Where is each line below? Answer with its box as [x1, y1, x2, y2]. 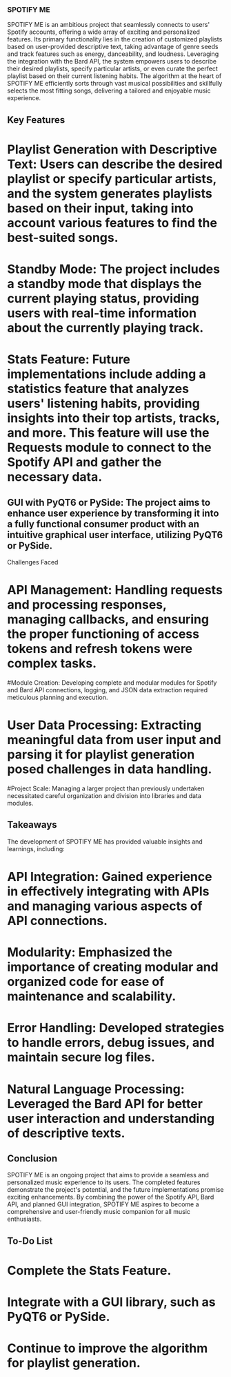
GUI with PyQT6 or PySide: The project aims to [7, 496, 211, 509]
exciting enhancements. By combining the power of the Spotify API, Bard [7, 1193, 214, 1202]
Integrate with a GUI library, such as [7, 1294, 216, 1310]
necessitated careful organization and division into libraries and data [7, 791, 202, 799]
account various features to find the [7, 215, 217, 231]
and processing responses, [7, 597, 167, 613]
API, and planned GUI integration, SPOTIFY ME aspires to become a [7, 1200, 199, 1208]
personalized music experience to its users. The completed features [7, 1178, 201, 1186]
